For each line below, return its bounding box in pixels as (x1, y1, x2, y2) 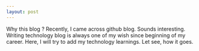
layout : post (6, 8, 39, 15)
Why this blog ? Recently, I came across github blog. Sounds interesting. (6, 25, 186, 32)
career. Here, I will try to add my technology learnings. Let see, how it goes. (6, 38, 194, 45)
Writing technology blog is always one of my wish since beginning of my (6, 31, 186, 39)
